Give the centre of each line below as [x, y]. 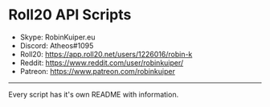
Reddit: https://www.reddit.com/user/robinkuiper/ [102, 63]
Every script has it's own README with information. [94, 94]
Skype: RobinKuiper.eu [57, 37]
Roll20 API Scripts [70, 15]
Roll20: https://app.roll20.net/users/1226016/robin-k [106, 54]
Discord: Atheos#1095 [57, 45]
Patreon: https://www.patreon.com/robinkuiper [97, 71]
